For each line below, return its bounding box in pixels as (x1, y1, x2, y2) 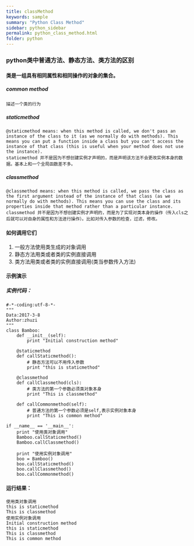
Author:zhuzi (6, 317, 38, 324)
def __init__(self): (16, 333, 66, 339)
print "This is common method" (27, 413, 103, 419)
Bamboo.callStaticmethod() (16, 434, 82, 441)
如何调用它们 (6, 229, 37, 236)
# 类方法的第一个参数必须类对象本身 (27, 386, 102, 392)
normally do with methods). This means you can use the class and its (6, 198, 181, 205)
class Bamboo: (6, 328, 41, 334)
